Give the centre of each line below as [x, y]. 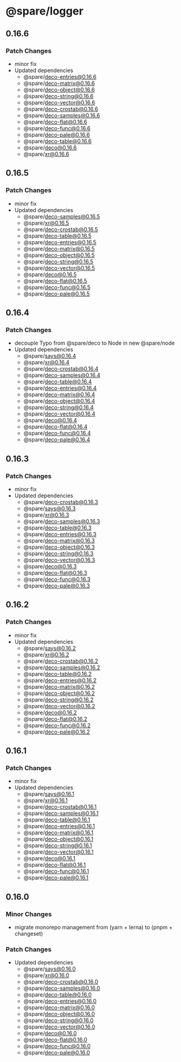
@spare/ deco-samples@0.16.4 [62, 375]
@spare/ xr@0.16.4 [47, 362]
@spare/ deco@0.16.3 [50, 566]
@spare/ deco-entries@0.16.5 [60, 242]
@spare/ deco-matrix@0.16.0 [59, 1007]
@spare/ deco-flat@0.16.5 [55, 280]
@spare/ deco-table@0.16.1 [57, 820]
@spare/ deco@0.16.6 [50, 147]
